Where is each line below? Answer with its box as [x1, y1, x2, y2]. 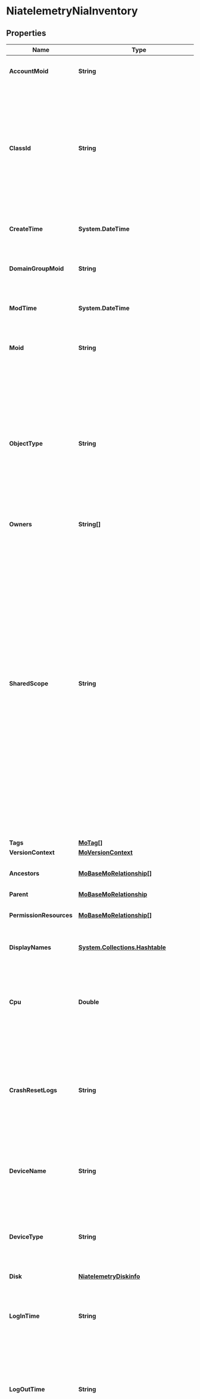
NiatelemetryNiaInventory [6, 4, 138, 18]
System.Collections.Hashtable [78, 943, 167, 952]
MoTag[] [78, 839, 103, 847]
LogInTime [9, 1312, 40, 1320]
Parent [9, 890, 29, 898]
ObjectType [9, 440, 43, 447]
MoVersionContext [78, 848, 133, 857]
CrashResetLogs [9, 1086, 58, 1094]
